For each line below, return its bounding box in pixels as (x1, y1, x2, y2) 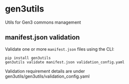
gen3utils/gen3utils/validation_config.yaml (5, 73, 90, 79)
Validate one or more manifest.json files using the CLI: (5, 46, 114, 52)
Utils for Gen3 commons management (5, 19, 81, 25)
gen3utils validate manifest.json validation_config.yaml (5, 59, 125, 65)
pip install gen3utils (5, 56, 51, 60)
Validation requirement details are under (5, 68, 85, 74)
